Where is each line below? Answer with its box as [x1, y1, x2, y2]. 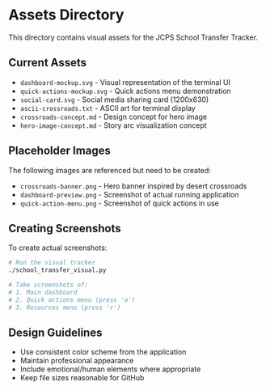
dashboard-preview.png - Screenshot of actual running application [19, 189, 239, 199]
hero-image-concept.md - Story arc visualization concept [19, 120, 208, 130]
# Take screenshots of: [8, 281, 89, 289]
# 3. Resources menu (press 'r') [8, 303, 121, 312]
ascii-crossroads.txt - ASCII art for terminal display [19, 103, 196, 112]
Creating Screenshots [8, 221, 121, 235]
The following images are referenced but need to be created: [8, 165, 212, 175]
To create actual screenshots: [8, 243, 108, 252]
